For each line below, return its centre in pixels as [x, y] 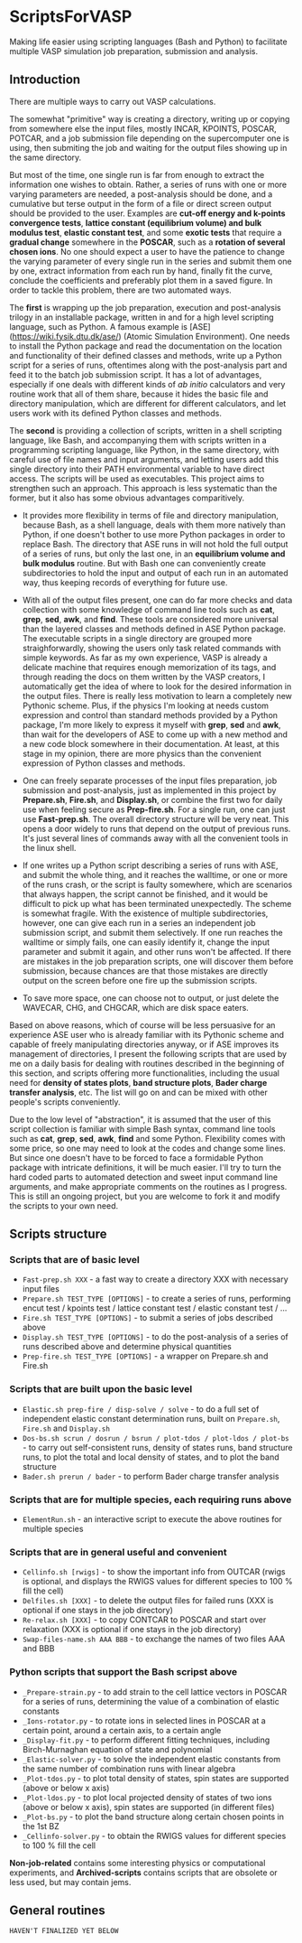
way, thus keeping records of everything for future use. [125, 582]
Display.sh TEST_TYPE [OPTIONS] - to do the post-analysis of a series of [155, 1337]
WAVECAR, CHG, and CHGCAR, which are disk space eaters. [136, 1007]
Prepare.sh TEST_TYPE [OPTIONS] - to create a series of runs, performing [156, 1299]
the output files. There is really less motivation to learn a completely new [157, 696]
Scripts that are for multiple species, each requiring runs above [151, 1499]
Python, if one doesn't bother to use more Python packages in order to [154, 534]
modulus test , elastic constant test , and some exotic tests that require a [146, 232]
